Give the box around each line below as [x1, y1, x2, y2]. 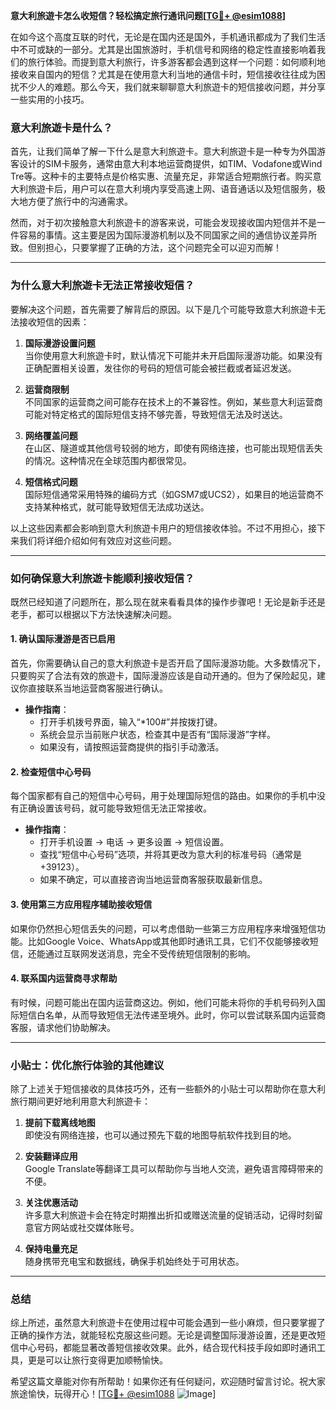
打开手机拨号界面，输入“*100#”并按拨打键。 [39, 716, 223, 728]
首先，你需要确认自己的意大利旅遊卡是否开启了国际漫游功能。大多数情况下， [10, 657, 326, 669]
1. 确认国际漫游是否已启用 [10, 633, 116, 645]
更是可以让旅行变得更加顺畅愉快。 [27, 1354, 168, 1366]
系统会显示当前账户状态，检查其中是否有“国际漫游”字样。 [39, 729, 276, 741]
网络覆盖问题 [24, 429, 78, 441]
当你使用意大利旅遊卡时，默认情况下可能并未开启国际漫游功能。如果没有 [24, 349, 323, 361]
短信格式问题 [24, 475, 78, 488]
